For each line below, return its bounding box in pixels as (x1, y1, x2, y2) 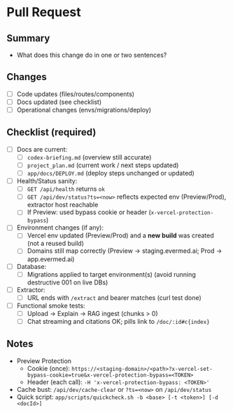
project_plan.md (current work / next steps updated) (27, 161, 179, 169)
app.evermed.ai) (27, 254, 75, 263)
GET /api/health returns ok (27, 185, 106, 193)
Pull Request (6, 4, 81, 20)
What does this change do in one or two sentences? (16, 51, 167, 59)
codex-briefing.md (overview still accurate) (27, 152, 152, 162)
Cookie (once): (27, 364, 71, 372)
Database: (16, 262, 47, 270)
